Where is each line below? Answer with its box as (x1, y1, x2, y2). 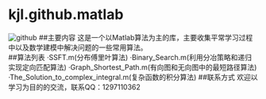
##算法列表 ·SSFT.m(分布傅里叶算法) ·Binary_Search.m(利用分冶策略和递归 (8, 52, 253, 62)
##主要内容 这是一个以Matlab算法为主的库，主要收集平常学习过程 (38, 32, 253, 42)
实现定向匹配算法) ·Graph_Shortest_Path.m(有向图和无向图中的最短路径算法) (8, 62, 257, 72)
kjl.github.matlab (8, 6, 124, 24)
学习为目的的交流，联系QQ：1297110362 (8, 82, 141, 92)
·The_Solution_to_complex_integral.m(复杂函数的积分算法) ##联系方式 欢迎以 (8, 72, 258, 82)
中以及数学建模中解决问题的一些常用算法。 (8, 42, 148, 52)
